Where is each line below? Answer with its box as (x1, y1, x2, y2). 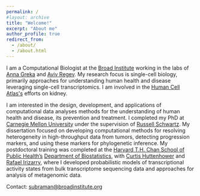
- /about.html (11, 48, 47, 54)
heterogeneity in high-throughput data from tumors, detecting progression (6, 133, 190, 140)
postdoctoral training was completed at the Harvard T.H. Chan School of (6, 146, 184, 153)
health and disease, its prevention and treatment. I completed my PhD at (6, 114, 184, 121)
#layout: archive (6, 14, 50, 20)
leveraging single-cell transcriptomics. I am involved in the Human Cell (6, 83, 180, 91)
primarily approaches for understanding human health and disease (6, 77, 171, 84)
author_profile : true (6, 31, 60, 37)
